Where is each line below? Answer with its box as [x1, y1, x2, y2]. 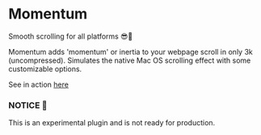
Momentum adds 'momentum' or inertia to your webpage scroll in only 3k [8, 47, 253, 56]
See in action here [8, 80, 69, 89]
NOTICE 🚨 [8, 100, 48, 111]
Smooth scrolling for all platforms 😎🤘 [8, 31, 133, 41]
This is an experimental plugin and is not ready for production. [8, 118, 216, 128]
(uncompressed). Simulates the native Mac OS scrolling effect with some [8, 55, 251, 65]
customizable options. [8, 63, 82, 73]
